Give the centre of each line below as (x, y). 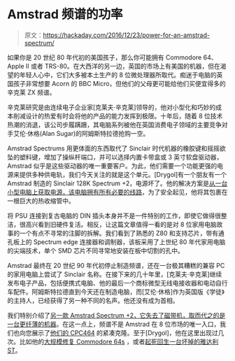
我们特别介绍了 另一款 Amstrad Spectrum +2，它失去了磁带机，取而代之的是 (116, 315)
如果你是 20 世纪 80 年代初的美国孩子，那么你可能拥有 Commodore (105, 57)
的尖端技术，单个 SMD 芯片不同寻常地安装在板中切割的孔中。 (95, 250)
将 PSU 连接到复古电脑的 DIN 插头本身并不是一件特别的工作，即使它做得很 (114, 215)
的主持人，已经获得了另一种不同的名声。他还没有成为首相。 (93, 300)
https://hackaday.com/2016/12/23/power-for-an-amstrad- (126, 35)
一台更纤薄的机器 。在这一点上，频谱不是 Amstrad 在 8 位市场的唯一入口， (114, 324)
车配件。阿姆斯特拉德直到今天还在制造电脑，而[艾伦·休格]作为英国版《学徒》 (116, 292)
